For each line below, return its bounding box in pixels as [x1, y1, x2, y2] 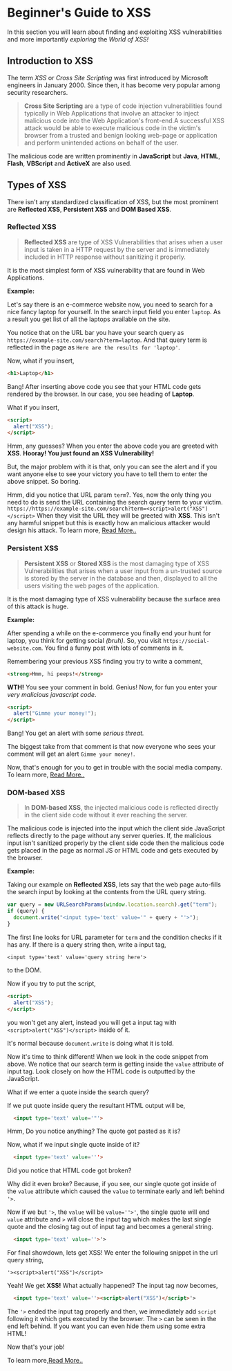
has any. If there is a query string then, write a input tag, [7, 940, 167, 949]
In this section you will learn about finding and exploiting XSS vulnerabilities [7, 28, 222, 36]
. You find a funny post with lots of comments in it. [41, 644, 184, 652]
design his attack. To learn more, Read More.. [7, 526, 137, 534]
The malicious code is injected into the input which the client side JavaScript [7, 824, 225, 833]
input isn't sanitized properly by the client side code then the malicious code [7, 839, 224, 847]
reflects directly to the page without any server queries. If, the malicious [7, 832, 212, 840]
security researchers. [7, 88, 68, 96]
